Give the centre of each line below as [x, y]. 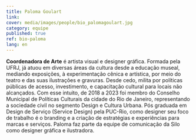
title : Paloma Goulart [34, 12]
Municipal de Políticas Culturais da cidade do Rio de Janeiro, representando [98, 99]
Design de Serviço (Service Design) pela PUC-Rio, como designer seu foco [97, 111]
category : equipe [27, 28]
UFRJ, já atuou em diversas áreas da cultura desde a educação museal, [93, 67]
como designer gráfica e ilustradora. [50, 130]
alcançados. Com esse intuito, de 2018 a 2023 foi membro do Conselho [93, 93]
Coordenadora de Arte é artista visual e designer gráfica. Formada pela [93, 61]
